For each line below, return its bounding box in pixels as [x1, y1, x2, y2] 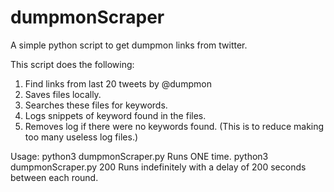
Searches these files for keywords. [24, 99, 168, 111]
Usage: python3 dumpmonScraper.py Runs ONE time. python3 [10, 150, 269, 162]
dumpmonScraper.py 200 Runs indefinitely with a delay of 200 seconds [10, 161, 307, 173]
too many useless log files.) [24, 131, 139, 143]
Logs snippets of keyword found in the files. [24, 109, 207, 121]
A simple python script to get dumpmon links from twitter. [10, 39, 248, 51]
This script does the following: [10, 58, 135, 70]
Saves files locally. [24, 88, 102, 100]
